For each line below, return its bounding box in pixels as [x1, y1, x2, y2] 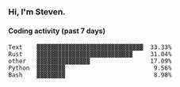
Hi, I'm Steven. [8, 6, 66, 17]
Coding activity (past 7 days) [8, 26, 105, 36]
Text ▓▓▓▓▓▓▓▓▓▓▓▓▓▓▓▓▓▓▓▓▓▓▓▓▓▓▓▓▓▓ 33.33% [8, 43, 172, 51]
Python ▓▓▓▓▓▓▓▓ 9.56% [8, 64, 172, 73]
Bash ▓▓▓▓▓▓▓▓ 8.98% [8, 71, 172, 79]
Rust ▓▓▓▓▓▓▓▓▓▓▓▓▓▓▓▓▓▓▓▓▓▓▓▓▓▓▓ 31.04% [8, 51, 172, 59]
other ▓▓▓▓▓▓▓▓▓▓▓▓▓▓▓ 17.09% [8, 58, 172, 66]
